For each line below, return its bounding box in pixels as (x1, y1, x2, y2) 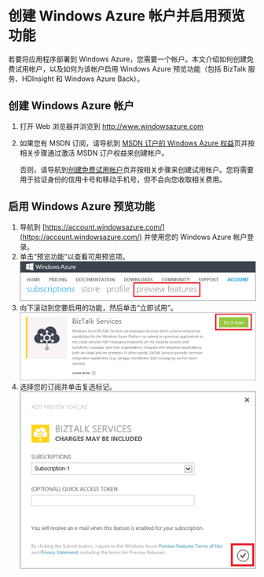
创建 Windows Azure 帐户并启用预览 (8, 7, 245, 25)
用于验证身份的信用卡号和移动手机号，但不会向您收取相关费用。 (19, 175, 226, 184)
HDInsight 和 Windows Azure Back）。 (21, 74, 145, 83)
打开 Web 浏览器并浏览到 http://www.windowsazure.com (19, 121, 204, 130)
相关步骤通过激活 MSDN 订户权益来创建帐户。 (19, 148, 169, 157)
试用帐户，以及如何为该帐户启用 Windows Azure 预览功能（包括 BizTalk (14, 64, 247, 73)
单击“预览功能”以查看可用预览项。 (19, 252, 130, 261)
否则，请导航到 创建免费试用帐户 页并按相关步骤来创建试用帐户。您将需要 (19, 164, 254, 174)
